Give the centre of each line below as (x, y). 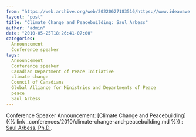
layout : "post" (25, 17)
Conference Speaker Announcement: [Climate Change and (77, 115)
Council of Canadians (38, 83)
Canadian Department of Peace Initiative (63, 71)
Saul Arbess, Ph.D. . (29, 128)
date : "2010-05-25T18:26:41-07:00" (50, 33)
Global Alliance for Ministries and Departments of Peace (84, 88)
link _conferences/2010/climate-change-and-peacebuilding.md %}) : (100, 121)
